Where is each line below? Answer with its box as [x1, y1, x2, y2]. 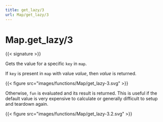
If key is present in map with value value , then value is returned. [5, 71, 137, 77]
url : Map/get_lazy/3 [5, 12, 49, 17]
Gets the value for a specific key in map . [5, 60, 87, 67]
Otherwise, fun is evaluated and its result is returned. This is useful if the [5, 90, 157, 97]
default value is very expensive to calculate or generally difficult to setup [5, 96, 158, 102]
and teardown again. [5, 101, 48, 107]
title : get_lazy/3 [5, 7, 44, 13]
